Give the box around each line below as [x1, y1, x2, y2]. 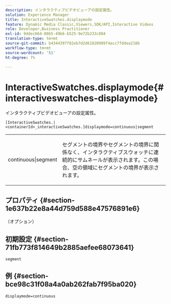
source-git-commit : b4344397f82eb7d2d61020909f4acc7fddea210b [5, 41, 140, 46]
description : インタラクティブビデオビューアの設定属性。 [5, 7, 115, 13]
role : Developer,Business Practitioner [5, 27, 90, 32]
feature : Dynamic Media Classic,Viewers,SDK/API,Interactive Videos [5, 21, 154, 27]
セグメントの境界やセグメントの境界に [62, 141, 154, 148]
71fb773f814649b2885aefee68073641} [5, 243, 134, 252]
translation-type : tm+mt [5, 36, 58, 41]
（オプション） [5, 218, 37, 225]
